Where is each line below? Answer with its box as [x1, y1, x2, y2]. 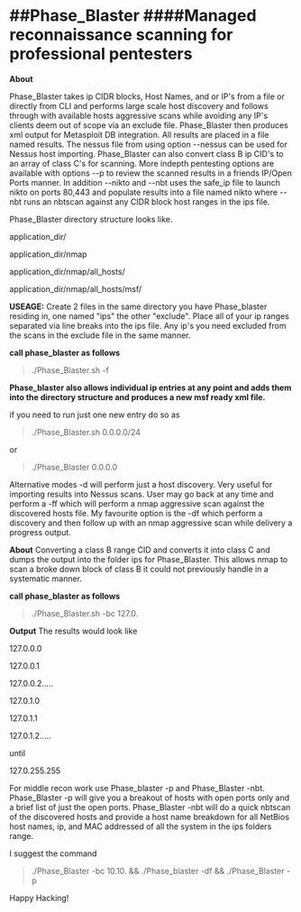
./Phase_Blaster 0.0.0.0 [31, 461, 118, 472]
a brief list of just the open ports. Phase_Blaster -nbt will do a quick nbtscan [9, 801, 291, 812]
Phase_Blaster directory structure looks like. [9, 214, 173, 224]
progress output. [9, 526, 72, 537]
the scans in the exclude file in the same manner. [9, 330, 191, 341]
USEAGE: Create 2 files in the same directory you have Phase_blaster [9, 301, 268, 312]
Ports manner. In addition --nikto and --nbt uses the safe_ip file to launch [9, 177, 281, 187]
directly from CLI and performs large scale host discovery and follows [9, 100, 269, 111]
